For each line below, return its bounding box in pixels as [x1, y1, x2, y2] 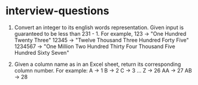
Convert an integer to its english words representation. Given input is [14, 24, 184, 31]
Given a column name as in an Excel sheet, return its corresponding [14, 61, 181, 68]
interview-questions [5, 4, 109, 18]
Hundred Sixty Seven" [14, 49, 69, 56]
